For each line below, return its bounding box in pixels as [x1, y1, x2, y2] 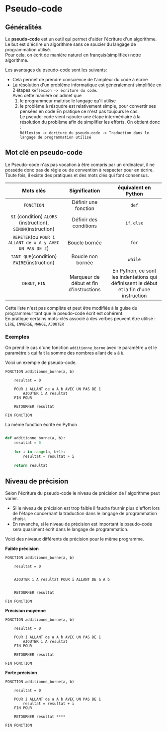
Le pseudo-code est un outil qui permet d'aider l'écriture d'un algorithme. [5, 36, 157, 42]
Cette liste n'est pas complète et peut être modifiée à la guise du [5, 305, 138, 311]
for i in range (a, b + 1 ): [14, 449, 66, 454]
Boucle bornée [67, 239, 102, 246]
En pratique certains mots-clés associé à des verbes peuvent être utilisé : [5, 315, 156, 322]
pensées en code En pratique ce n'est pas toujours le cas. [19, 108, 139, 114]
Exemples [5, 333, 30, 340]
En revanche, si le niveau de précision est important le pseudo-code [12, 521, 153, 527]
